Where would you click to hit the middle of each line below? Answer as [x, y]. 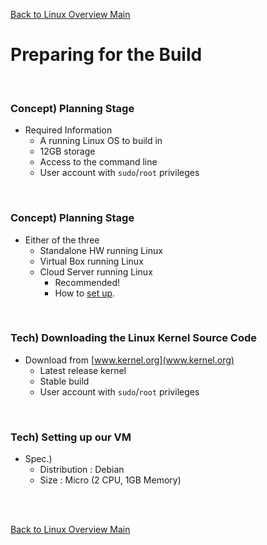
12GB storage [67, 151]
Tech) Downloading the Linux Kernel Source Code [133, 338]
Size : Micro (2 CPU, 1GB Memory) [110, 480]
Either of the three [62, 240]
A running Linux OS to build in [101, 141]
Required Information [68, 130]
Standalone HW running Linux [101, 250]
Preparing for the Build [106, 55]
